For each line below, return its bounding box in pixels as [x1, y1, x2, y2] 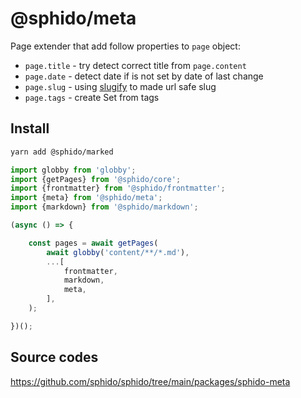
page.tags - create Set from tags [24, 91, 160, 103]
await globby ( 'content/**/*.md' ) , [46, 247, 190, 257]
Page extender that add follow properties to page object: [10, 40, 241, 52]
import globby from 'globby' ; [10, 165, 137, 175]
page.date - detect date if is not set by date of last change [24, 70, 264, 82]
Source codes [10, 349, 99, 366]
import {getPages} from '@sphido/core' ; [10, 174, 182, 184]
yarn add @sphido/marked [10, 147, 114, 157]
